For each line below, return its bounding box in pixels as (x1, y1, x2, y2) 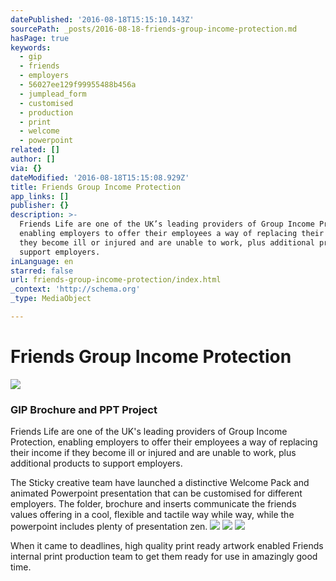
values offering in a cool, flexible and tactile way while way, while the (10, 509, 295, 521)
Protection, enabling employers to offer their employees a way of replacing (10, 436, 318, 448)
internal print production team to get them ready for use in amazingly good (10, 551, 318, 563)
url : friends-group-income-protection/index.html (10, 275, 222, 285)
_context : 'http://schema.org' (10, 284, 141, 295)
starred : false (10, 266, 74, 276)
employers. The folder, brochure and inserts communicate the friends (10, 498, 297, 510)
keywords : (10, 42, 52, 53)
